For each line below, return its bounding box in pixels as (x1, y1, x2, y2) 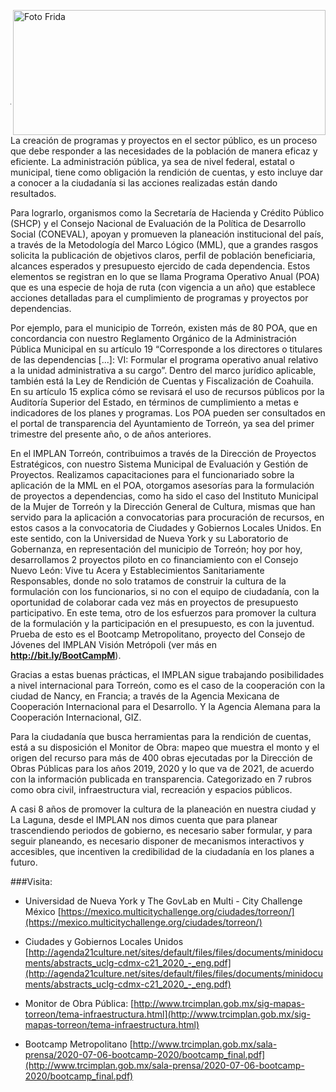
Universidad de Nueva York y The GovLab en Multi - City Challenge (24, 895, 303, 907)
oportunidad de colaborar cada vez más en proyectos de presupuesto (10, 596, 299, 608)
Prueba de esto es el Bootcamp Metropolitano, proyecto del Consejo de (10, 628, 306, 640)
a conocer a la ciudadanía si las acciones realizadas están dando (10, 177, 278, 189)
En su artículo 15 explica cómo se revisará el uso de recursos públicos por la (10, 386, 325, 397)
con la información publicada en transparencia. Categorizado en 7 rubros (10, 773, 312, 785)
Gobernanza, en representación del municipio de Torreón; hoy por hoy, (10, 543, 303, 555)
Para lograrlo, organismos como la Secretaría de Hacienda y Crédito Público (10, 207, 325, 219)
